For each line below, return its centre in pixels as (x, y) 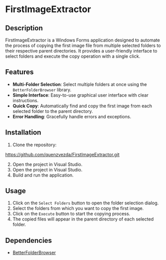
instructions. (25, 100)
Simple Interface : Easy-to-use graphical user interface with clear (80, 95)
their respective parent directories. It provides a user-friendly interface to (81, 51)
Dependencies (29, 241)
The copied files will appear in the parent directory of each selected (83, 219)
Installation (23, 133)
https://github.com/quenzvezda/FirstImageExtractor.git (62, 154)
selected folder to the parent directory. (53, 111)
